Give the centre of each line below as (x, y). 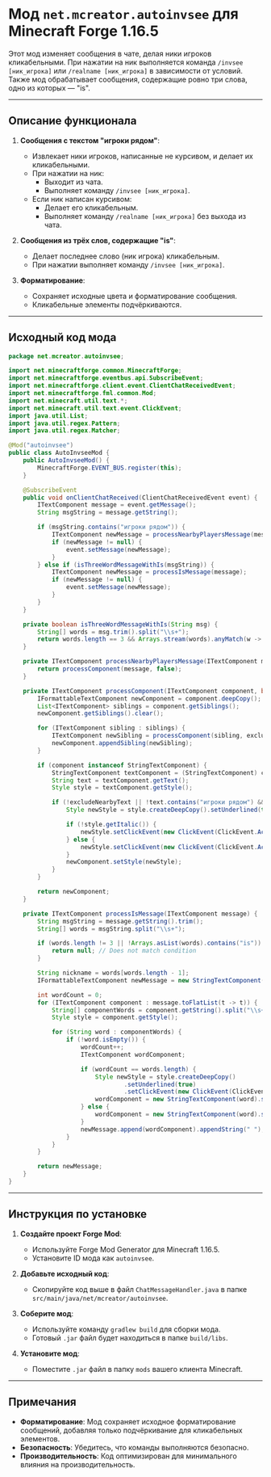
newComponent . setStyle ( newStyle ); (124, 862)
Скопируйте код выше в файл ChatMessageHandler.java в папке (140, 1289)
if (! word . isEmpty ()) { (106, 1040)
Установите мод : (50, 1353)
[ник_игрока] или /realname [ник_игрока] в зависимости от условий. (126, 70)
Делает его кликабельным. (91, 208)
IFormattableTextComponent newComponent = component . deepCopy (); (150, 699)
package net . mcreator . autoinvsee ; (67, 356)
